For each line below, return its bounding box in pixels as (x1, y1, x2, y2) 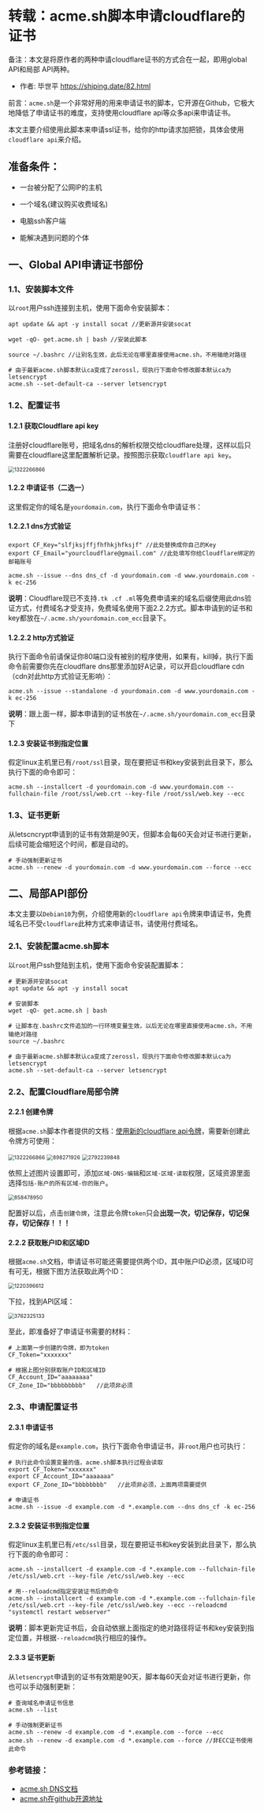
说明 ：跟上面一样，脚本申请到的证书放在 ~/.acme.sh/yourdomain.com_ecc (8, 709, 242, 719)
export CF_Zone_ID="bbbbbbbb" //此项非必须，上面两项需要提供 (8, 1481, 207, 1489)
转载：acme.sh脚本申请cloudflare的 (8, 7, 246, 25)
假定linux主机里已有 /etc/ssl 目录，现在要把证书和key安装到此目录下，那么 (8, 1540, 250, 1549)
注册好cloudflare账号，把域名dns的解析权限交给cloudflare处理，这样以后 (8, 440, 244, 450)
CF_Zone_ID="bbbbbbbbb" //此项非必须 (8, 1382, 133, 1390)
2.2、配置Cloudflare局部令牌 (8, 1086, 120, 1097)
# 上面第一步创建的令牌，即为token (8, 1344, 110, 1352)
